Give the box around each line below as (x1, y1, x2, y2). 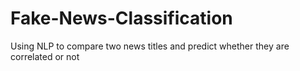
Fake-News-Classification (10, 7, 233, 30)
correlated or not (10, 50, 80, 62)
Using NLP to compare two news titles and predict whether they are (10, 40, 290, 52)
